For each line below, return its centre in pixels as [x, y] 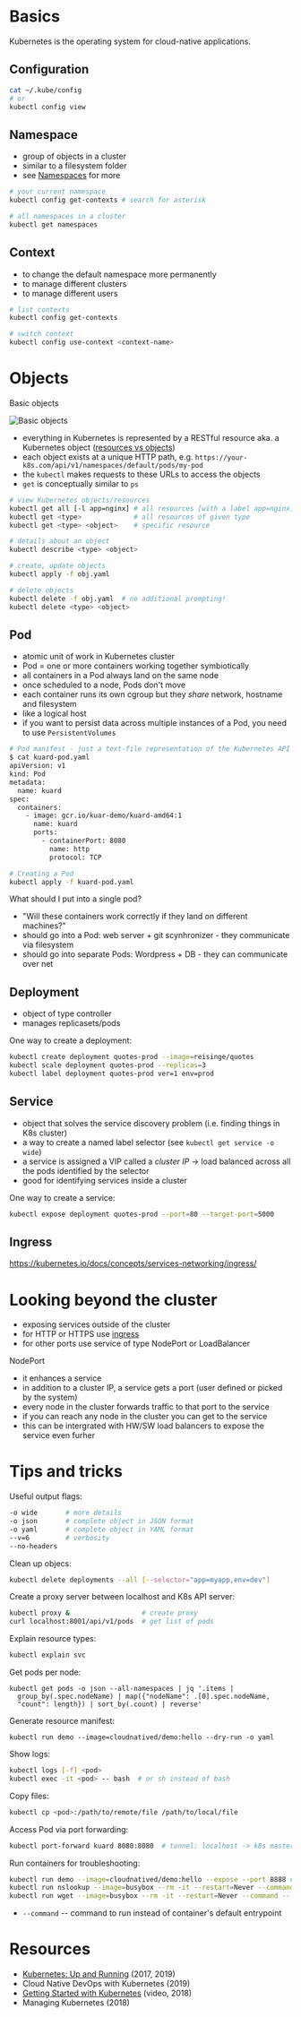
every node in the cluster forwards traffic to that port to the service [146, 1407]
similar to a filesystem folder [74, 166]
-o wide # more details [66, 1513]
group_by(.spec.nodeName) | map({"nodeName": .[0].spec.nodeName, [144, 1697]
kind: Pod [28, 774]
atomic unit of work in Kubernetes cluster [99, 657]
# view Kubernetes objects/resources [80, 500]
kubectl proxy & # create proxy [104, 1613]
